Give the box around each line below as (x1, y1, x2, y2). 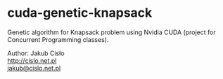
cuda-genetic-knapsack (7, 5, 153, 21)
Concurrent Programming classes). (7, 35, 109, 43)
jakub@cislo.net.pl (7, 64, 61, 72)
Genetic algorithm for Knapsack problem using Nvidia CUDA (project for (7, 28, 216, 36)
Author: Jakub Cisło (7, 49, 65, 57)
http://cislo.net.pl (7, 56, 57, 64)
